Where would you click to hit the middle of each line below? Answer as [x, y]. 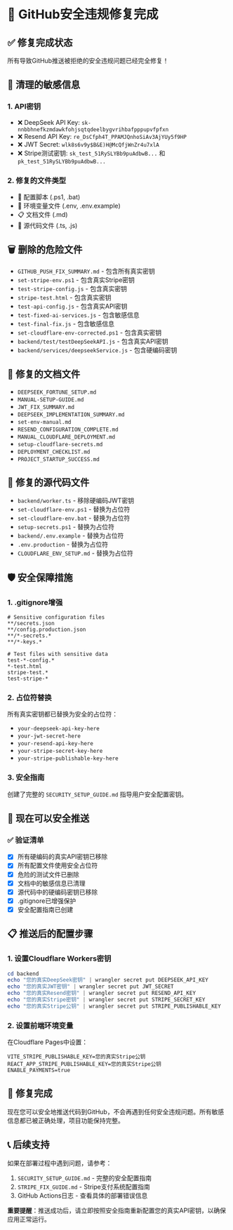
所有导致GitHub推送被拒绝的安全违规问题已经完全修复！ [88, 61]
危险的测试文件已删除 [48, 874]
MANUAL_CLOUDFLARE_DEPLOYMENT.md [66, 437]
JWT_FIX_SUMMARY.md [46, 407]
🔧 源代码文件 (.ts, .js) [47, 225]
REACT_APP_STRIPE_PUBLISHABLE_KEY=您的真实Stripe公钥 [84, 1064]
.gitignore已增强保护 [47, 901]
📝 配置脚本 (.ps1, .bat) [49, 196]
